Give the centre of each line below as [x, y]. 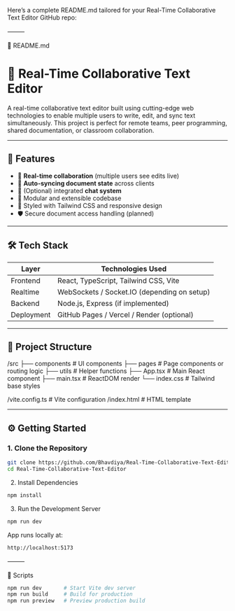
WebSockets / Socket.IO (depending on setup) [134, 292]
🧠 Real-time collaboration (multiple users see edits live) [98, 176]
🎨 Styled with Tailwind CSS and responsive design [90, 205]
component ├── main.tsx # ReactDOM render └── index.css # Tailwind [111, 379]
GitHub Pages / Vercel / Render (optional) [125, 314]
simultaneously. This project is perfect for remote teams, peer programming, [117, 122]
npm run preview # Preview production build [76, 601]
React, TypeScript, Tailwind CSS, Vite [118, 281]
